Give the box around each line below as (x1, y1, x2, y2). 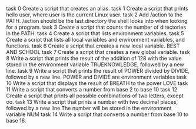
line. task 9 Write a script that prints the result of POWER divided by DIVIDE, (6, 67, 190, 74)
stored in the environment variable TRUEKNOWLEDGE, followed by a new (6, 61, 184, 68)
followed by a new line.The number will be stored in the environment (6, 105, 172, 111)
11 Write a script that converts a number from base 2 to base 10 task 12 (6, 86, 178, 93)
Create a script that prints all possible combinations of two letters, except (6, 92, 184, 99)
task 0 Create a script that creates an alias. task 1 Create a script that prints (6, 5, 188, 12)
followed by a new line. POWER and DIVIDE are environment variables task (6, 73, 187, 80)
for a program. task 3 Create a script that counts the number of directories (6, 23, 187, 30)
